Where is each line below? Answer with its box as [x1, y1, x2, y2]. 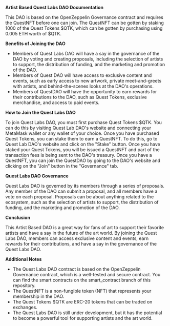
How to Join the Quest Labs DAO [5, 110, 76, 115]
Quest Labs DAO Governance [5, 173, 69, 179]
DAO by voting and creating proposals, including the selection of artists [12, 56, 163, 62]
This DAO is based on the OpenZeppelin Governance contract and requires [5, 14, 164, 20]
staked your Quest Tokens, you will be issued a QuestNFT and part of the [5, 147, 160, 153]
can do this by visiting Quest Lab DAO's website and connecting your [5, 125, 152, 131]
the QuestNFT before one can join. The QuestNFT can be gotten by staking [5, 20, 164, 26]
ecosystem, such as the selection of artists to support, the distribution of [5, 199, 159, 205]
